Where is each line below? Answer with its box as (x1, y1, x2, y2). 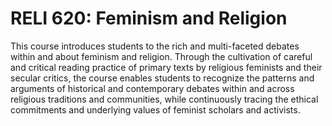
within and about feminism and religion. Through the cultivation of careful (10, 50, 313, 62)
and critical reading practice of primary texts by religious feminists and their (10, 61, 323, 73)
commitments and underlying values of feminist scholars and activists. (10, 103, 301, 116)
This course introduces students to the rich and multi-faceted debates (10, 40, 300, 52)
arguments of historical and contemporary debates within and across (10, 82, 295, 94)
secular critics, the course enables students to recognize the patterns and (10, 72, 315, 84)
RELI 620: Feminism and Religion (10, 7, 288, 30)
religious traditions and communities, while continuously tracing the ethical (10, 93, 319, 105)
